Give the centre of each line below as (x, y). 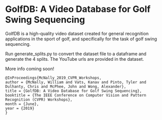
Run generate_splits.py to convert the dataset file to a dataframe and (76, 54)
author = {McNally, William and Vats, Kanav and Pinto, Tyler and (76, 82)
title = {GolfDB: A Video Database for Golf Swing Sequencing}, (73, 91)
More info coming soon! (30, 69)
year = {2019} (20, 108)
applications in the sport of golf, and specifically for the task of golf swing (81, 39)
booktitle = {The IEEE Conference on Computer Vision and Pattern (76, 95)
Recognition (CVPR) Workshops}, (39, 100)
